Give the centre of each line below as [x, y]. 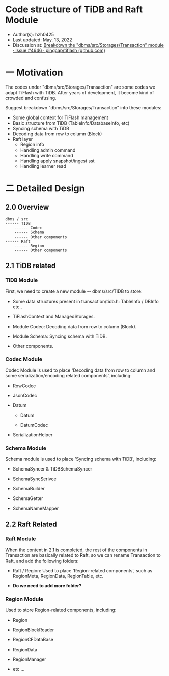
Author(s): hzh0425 [33, 34]
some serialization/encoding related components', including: [68, 375]
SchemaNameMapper [36, 508]
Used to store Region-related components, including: [61, 610]
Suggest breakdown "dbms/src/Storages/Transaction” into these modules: [83, 107]
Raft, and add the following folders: [42, 561]
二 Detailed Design [45, 188]
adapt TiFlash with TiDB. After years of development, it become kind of [80, 92]
